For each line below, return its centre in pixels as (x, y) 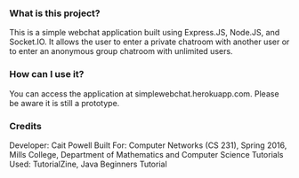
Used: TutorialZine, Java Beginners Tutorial (88, 164)
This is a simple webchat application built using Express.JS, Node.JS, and (145, 33)
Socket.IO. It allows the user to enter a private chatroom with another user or (149, 42)
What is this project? (55, 13)
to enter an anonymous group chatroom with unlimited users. (121, 51)
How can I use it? (47, 74)
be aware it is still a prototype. (65, 103)
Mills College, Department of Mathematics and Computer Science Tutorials (146, 154)
